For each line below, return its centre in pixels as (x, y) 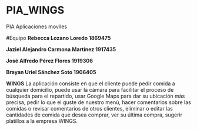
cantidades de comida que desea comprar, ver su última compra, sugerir (94, 115)
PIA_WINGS (35, 10)
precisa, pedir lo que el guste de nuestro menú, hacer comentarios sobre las (98, 102)
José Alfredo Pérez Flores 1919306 (49, 61)
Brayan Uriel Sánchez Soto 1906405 (51, 72)
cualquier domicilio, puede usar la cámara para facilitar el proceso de (90, 89)
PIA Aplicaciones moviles (37, 26)
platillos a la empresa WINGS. (42, 121)
